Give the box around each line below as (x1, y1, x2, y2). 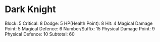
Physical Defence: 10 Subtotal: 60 (5, 31, 75, 37)
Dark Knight (5, 4, 56, 15)
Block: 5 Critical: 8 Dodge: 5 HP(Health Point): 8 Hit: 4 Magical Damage (5, 20, 153, 26)
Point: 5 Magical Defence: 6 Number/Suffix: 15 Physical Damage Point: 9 (5, 25, 155, 31)
